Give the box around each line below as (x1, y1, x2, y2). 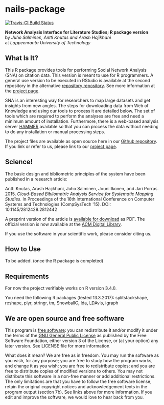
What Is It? (5, 54, 38, 62)
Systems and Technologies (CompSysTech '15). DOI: (5, 201, 111, 207)
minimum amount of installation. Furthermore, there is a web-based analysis (5, 118, 159, 124)
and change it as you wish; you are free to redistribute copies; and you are (5, 363, 155, 369)
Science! (5, 158, 33, 166)
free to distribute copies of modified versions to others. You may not (5, 368, 143, 374)
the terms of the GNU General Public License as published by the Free (5, 333, 147, 338)
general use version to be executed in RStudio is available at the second (5, 77, 150, 83)
